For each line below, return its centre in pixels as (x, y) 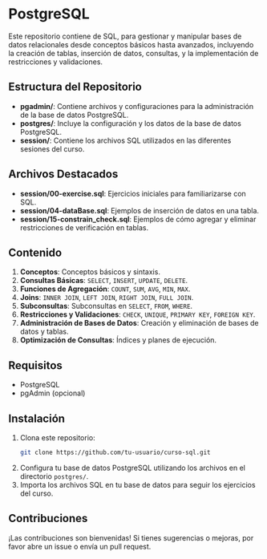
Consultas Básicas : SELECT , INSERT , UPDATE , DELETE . (104, 281)
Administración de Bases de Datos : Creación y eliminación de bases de (139, 323)
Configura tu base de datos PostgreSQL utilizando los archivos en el (133, 468)
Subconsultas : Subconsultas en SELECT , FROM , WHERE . (106, 306)
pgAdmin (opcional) (53, 393)
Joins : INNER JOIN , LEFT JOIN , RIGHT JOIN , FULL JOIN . (107, 298)
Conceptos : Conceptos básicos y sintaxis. (90, 272)
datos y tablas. (44, 332)
